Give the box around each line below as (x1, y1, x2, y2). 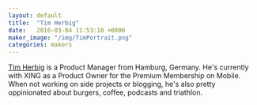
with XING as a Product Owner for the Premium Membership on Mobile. (8, 71, 241, 81)
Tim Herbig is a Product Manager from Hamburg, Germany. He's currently (8, 62, 249, 72)
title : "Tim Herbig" (8, 19, 80, 27)
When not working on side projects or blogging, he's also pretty (8, 80, 216, 89)
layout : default (8, 11, 62, 20)
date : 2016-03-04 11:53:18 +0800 (8, 26, 126, 34)
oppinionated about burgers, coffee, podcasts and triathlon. (8, 88, 203, 97)
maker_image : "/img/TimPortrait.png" (8, 33, 133, 42)
